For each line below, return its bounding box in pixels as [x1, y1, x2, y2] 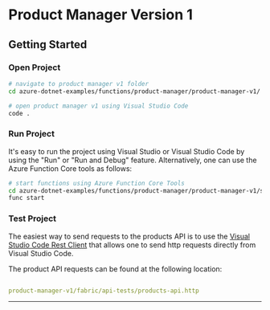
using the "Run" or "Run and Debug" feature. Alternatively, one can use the [8, 155, 257, 165]
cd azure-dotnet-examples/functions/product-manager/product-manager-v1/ [8, 87, 261, 96]
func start [8, 194, 45, 202]
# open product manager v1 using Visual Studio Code [8, 102, 189, 110]
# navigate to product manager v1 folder [8, 80, 149, 88]
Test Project [8, 213, 57, 224]
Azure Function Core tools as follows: [8, 163, 133, 173]
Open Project [8, 62, 61, 73]
